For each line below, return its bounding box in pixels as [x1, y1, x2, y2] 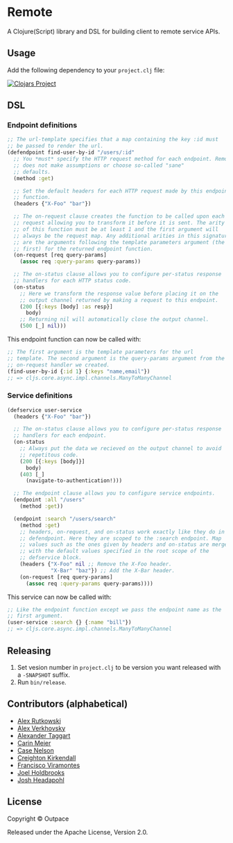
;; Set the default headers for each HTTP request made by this [13, 187, 203, 195]
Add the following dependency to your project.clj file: [7, 65, 165, 74]
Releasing [7, 645, 51, 657]
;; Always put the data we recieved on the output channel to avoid [19, 445, 222, 452]
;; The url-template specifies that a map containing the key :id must [7, 136, 218, 143]
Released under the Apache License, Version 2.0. [7, 828, 148, 836]
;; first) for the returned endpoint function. [13, 245, 154, 252]
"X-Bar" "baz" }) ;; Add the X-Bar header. [51, 567, 175, 574]
